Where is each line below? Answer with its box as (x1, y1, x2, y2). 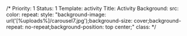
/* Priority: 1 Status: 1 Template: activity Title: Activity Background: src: (6, 5, 179, 12)
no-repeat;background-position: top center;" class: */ (24, 23, 157, 30)
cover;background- (133, 17, 182, 24)
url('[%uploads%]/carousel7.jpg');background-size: (6, 17, 133, 24)
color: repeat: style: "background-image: (6, 11, 106, 18)
